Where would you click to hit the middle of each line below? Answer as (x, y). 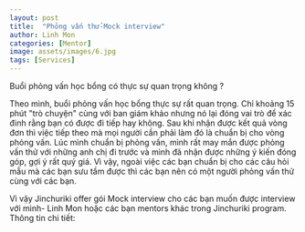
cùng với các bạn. (43, 181)
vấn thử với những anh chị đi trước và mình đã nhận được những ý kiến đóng (153, 152)
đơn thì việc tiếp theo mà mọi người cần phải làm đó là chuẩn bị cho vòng (147, 132)
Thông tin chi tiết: (42, 218)
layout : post (34, 18)
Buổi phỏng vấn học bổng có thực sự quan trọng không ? (117, 86)
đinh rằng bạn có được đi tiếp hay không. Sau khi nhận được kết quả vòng (148, 123)
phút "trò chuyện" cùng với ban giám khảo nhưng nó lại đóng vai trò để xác (151, 113)
